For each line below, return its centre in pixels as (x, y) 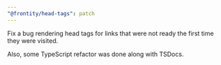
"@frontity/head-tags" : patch (51, 13)
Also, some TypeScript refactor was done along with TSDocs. (96, 54)
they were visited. (33, 40)
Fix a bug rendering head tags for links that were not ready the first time (110, 33)
